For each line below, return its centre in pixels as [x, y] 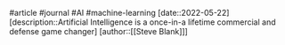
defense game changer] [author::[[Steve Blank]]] [99, 31]
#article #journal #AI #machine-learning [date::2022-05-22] [119, 13]
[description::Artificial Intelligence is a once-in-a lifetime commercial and [142, 22]
